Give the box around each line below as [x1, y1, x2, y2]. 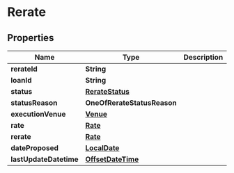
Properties [7, 32, 54, 44]
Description [183, 53, 224, 62]
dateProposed [10, 143, 59, 153]
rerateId [10, 64, 38, 74]
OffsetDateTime [85, 154, 139, 164]
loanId [10, 76, 33, 85]
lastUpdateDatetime [10, 154, 79, 164]
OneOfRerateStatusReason [85, 98, 177, 108]
